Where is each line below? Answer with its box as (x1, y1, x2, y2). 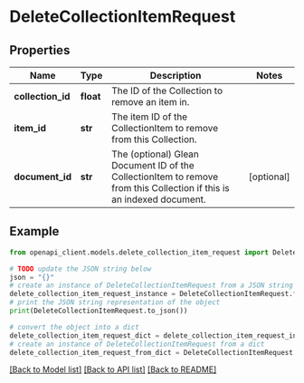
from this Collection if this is (111, 182, 231, 194)
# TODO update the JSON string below (9, 264, 152, 273)
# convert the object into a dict (9, 322, 140, 331)
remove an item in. (111, 96, 190, 108)
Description (149, 70, 202, 81)
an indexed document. (111, 193, 206, 206)
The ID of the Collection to (111, 84, 223, 97)
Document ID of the (111, 159, 195, 171)
